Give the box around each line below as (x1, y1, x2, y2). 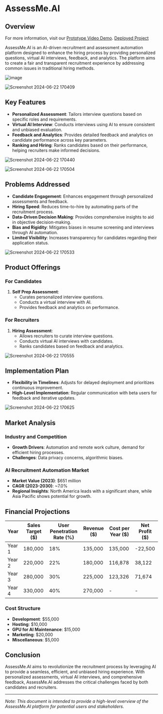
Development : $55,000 (12, 616, 60, 622)
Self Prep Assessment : (12, 289, 59, 295)
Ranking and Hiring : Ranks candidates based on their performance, (12, 142, 148, 148)
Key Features (5, 98, 46, 107)
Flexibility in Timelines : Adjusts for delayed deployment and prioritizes (12, 380, 154, 385)
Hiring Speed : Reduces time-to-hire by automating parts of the (12, 203, 138, 209)
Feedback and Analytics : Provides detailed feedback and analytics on (12, 132, 153, 138)
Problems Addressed (5, 181, 70, 189)
